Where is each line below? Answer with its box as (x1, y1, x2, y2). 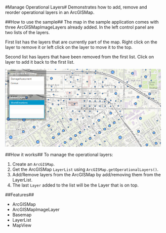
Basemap (12, 212, 32, 218)
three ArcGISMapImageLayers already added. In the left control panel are (5, 24, 154, 30)
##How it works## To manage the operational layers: (5, 152, 114, 157)
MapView (12, 222, 32, 228)
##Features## (5, 192, 34, 197)
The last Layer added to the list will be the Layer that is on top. (12, 182, 139, 188)
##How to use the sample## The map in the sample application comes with (5, 19, 159, 25)
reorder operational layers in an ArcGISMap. (5, 9, 95, 15)
